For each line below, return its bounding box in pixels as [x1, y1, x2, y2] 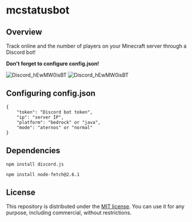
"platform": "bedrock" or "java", [16, 119, 101, 125]
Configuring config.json [6, 89, 95, 99]
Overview [6, 27, 43, 37]
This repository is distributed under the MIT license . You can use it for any [6, 203, 185, 210]
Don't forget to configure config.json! [6, 60, 100, 67]
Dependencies [6, 146, 60, 156]
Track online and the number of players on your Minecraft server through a [6, 42, 187, 49]
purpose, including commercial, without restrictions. [6, 209, 132, 216]
